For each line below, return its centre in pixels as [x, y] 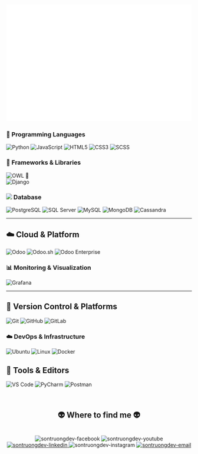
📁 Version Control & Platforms [62, 307]
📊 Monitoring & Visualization [49, 267]
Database [27, 197]
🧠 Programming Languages [46, 134]
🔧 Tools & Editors [38, 370]
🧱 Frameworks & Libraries [44, 162]
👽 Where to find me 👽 [99, 415]
